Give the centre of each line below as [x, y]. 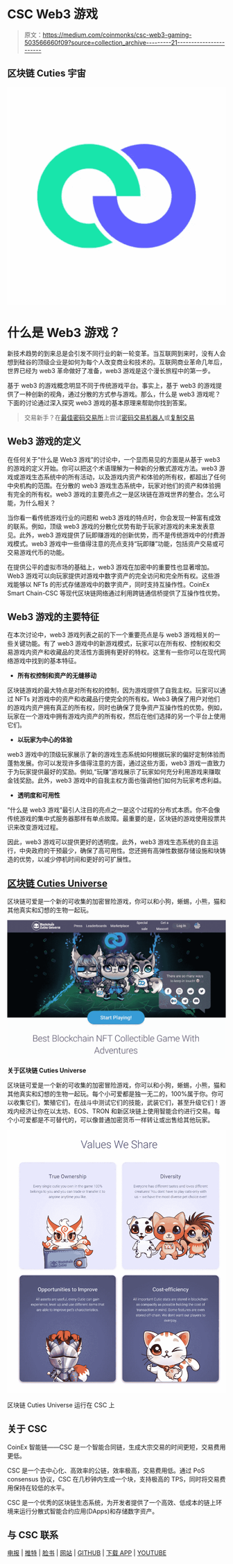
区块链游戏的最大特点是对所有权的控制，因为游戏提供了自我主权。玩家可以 [113, 690]
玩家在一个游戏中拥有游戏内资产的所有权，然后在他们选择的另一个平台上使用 [116, 716]
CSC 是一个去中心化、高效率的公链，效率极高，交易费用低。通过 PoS [106, 1470]
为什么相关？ [37, 503]
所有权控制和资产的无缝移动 [57, 676]
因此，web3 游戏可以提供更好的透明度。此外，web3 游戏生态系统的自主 [110, 842]
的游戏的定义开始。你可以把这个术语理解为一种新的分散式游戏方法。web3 [112, 468]
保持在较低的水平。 [40, 1488]
